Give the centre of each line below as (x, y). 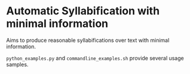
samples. (17, 64)
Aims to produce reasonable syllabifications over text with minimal (88, 40)
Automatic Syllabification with (83, 11)
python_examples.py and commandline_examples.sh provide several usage (95, 58)
